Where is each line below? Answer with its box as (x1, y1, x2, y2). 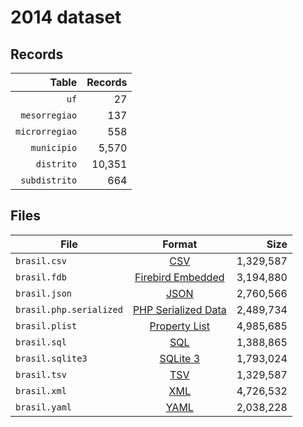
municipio (30, 142, 78, 153)
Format (162, 237, 198, 251)
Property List (149, 319, 210, 333)
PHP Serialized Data (132, 302, 227, 316)
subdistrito (20, 175, 78, 186)
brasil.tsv (15, 369, 67, 380)
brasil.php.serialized (15, 304, 123, 315)
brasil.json (15, 287, 73, 299)
